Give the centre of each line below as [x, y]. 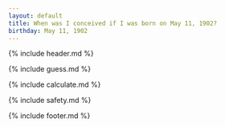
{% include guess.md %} [49, 69]
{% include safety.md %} [50, 100]
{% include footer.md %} [49, 116]
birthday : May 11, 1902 [48, 31]
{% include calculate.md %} [55, 84]
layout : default [35, 16]
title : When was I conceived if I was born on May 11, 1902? [113, 23]
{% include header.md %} [51, 54]
